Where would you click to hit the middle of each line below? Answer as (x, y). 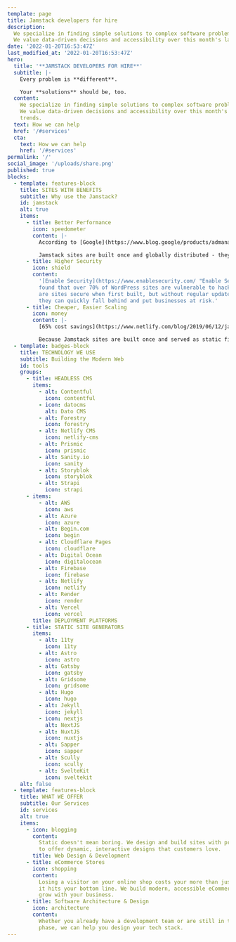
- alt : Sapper (59, 745)
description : (26, 27)
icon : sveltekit (68, 778)
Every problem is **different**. (69, 79)
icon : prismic (65, 451)
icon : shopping (55, 869)
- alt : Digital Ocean (70, 555)
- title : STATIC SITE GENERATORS (75, 627)
